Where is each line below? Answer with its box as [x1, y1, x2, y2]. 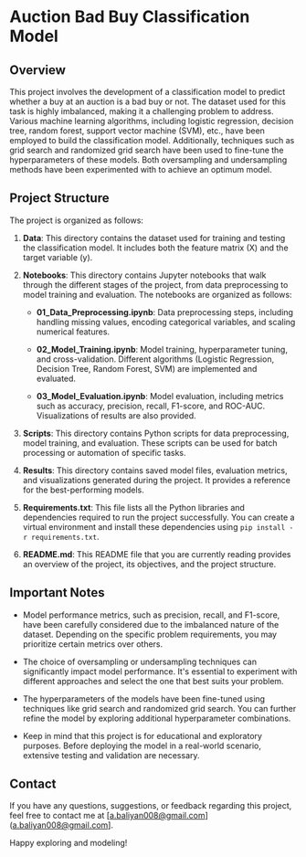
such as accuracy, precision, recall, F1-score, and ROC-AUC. [36, 400, 266, 411]
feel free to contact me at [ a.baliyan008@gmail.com [9, 810, 206, 821]
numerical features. [36, 326, 111, 337]
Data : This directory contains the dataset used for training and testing [22, 232, 286, 243]
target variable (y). [22, 251, 93, 262]
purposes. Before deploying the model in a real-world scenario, [22, 740, 262, 751]
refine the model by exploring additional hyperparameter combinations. [22, 713, 291, 724]
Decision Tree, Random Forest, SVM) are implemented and [36, 363, 258, 374]
